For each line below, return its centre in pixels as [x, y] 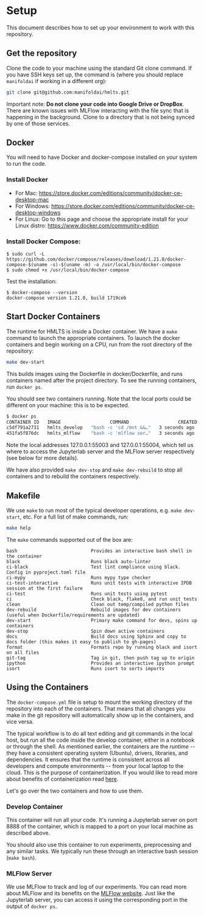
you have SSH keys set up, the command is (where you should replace [95, 75]
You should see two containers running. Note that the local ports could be [99, 399]
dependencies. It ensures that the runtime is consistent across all [88, 759]
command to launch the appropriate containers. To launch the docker [93, 338]
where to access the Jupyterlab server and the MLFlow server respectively [100, 452]
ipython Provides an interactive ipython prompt [100, 663]
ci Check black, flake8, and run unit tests [102, 599]
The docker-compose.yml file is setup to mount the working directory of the [100, 702]
